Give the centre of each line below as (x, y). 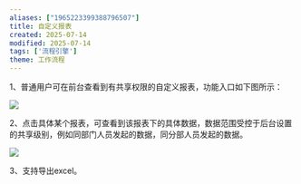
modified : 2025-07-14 (50, 43)
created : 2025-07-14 (49, 34)
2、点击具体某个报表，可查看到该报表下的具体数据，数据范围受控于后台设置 (151, 123)
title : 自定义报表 (41, 26)
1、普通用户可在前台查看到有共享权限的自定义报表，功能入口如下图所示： (146, 87)
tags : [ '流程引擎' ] (44, 52)
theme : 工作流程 (37, 60)
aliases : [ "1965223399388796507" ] (75, 18)
